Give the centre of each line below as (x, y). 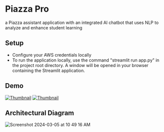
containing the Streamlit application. (48, 70)
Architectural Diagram (40, 113)
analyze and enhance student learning (44, 27)
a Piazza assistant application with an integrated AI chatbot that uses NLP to (82, 22)
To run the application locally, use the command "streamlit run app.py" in (86, 60)
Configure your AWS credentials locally (52, 55)
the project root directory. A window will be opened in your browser (80, 65)
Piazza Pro (27, 9)
